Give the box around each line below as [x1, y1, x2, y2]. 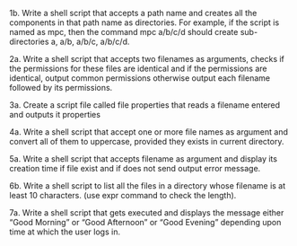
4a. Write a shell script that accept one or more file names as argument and [9, 127, 289, 137]
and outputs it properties [9, 110, 101, 119]
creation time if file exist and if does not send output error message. [9, 163, 261, 173]
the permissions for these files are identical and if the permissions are [9, 63, 267, 74]
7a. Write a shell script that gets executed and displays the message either [9, 207, 284, 218]
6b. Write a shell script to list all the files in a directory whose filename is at [9, 180, 286, 191]
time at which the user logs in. [9, 226, 121, 237]
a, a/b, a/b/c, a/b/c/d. [50, 36, 130, 47]
